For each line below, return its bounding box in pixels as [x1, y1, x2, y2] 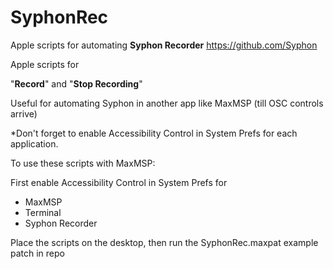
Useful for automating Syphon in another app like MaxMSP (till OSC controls [10, 97, 324, 109]
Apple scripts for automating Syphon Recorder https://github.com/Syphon [10, 39, 318, 51]
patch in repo [10, 247, 65, 259]
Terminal [24, 206, 62, 218]
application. [10, 137, 59, 150]
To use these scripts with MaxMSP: [10, 157, 156, 169]
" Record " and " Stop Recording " [10, 77, 143, 90]
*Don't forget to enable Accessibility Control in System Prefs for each [10, 127, 298, 139]
